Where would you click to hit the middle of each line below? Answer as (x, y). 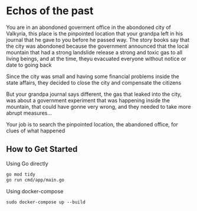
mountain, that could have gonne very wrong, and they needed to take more (98, 106)
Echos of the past (50, 11)
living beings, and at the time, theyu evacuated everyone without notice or (96, 59)
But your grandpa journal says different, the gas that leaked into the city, (94, 94)
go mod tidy (21, 174)
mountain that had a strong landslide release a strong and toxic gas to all (94, 52)
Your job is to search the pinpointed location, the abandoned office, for (92, 124)
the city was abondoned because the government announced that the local (97, 46)
